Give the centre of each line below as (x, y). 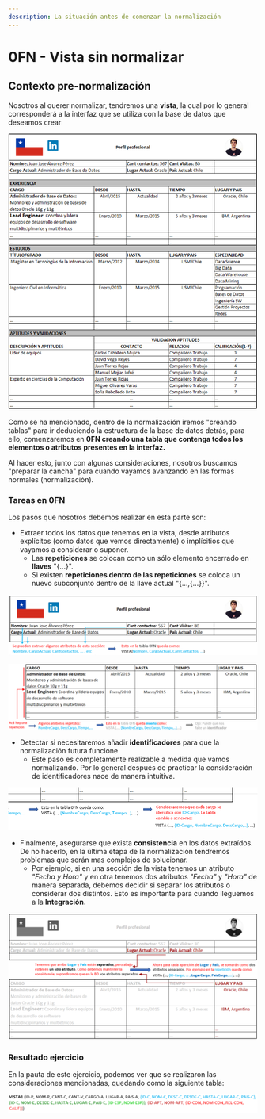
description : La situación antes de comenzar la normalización (115, 17)
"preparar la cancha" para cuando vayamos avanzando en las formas (121, 471)
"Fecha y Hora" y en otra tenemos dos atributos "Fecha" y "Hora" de (144, 876)
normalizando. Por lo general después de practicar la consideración (142, 768)
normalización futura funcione (69, 751)
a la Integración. (59, 902)
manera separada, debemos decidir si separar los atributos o (131, 885)
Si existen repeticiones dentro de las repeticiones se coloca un (136, 575)
